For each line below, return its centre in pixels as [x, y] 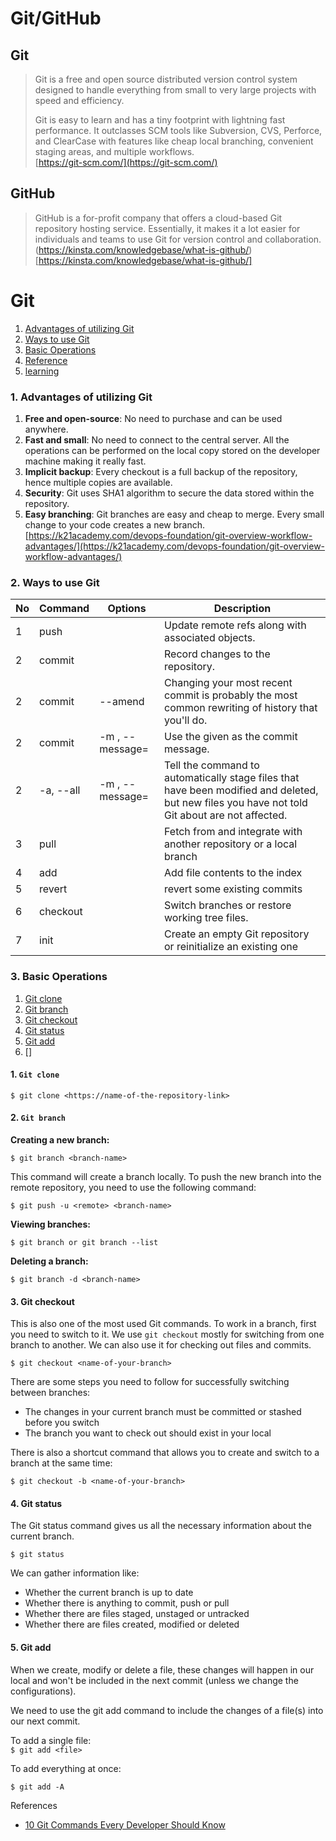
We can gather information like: [75, 1573]
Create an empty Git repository [237, 934]
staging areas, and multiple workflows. [114, 151]
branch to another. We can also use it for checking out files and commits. [161, 1345]
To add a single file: [51, 1740]
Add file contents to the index [233, 873]
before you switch [62, 1423]
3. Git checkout [42, 1301]
